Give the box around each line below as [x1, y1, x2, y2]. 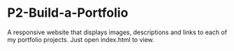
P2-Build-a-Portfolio [7, 5, 129, 21]
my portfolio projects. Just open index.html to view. [7, 35, 155, 43]
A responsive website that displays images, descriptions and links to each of [7, 28, 228, 36]
